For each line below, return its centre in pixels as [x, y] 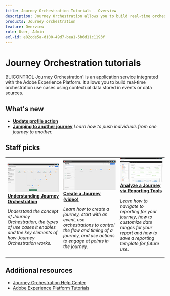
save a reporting [137, 238]
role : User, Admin [25, 32]
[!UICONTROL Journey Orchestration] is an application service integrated [82, 77]
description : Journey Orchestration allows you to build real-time [78, 16]
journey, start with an [85, 214]
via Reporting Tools [141, 191]
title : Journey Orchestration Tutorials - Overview [61, 11]
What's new [25, 109]
